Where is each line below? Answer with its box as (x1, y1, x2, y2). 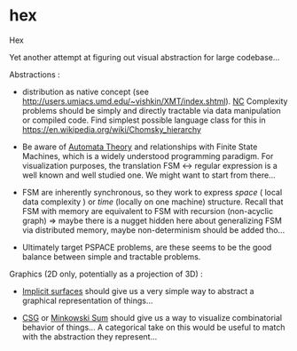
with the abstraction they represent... (21, 331, 158, 342)
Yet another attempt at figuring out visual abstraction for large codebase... (9, 52, 280, 62)
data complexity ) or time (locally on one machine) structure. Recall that (21, 196, 284, 207)
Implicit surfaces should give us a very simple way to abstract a (21, 285, 254, 296)
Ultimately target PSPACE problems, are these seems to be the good (21, 242, 272, 252)
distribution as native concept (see (21, 86, 149, 97)
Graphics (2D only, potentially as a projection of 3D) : (9, 268, 203, 279)
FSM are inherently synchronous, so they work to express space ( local (21, 187, 283, 197)
